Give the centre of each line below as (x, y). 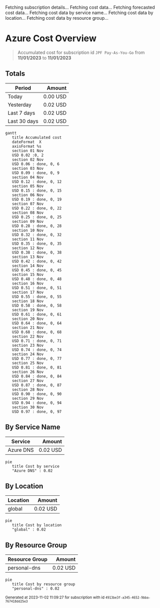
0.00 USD (55, 97)
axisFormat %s (27, 146)
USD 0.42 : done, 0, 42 (37, 261)
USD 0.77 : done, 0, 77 (37, 358)
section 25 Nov (28, 363)
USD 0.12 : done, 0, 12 (37, 181)
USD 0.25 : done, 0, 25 (37, 217)
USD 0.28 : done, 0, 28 (37, 226)
